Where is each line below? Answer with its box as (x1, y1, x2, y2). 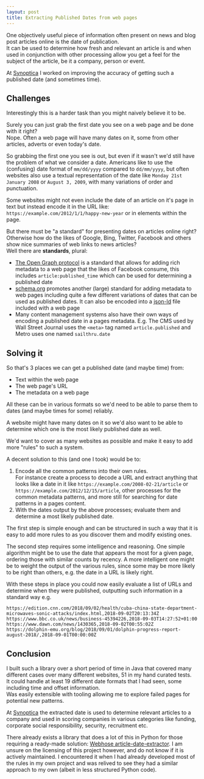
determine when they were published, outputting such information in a (6, 587, 183, 594)
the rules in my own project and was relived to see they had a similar (6, 759, 178, 767)
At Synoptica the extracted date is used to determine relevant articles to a (6, 708, 191, 716)
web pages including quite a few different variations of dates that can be (15, 291, 197, 299)
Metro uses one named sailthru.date (15, 330, 111, 338)
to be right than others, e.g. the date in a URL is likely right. (6, 569, 154, 576)
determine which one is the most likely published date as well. (6, 425, 162, 433)
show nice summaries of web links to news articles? (6, 241, 137, 248)
